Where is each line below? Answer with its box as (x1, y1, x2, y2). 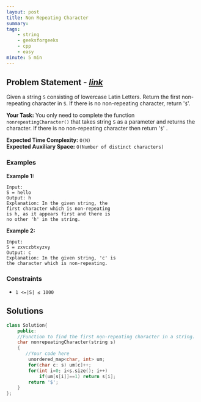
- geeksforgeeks (17, 37, 59, 43)
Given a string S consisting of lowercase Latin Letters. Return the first (6, 93, 180, 101)
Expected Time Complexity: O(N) (6, 136, 91, 144)
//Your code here (25, 351, 70, 357)
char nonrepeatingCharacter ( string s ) (17, 339, 116, 346)
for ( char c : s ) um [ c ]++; (28, 362, 92, 368)
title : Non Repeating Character (6, 15, 89, 21)
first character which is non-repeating (6, 206, 111, 212)
